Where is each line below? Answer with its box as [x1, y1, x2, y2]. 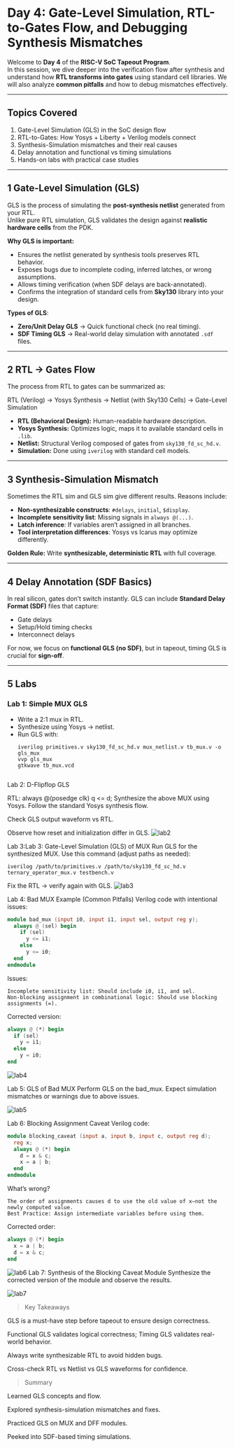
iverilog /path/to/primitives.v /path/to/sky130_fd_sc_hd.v [7, 863, 187, 870]
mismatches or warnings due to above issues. [7, 1092, 140, 1100]
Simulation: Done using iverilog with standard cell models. [17, 447, 190, 455]
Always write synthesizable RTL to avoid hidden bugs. [7, 1351, 163, 1359]
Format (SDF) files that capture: [7, 602, 99, 610]
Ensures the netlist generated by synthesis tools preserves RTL [17, 250, 200, 258]
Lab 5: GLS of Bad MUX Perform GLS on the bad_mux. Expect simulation [7, 1084, 217, 1093]
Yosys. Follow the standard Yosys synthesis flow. [7, 801, 149, 809]
